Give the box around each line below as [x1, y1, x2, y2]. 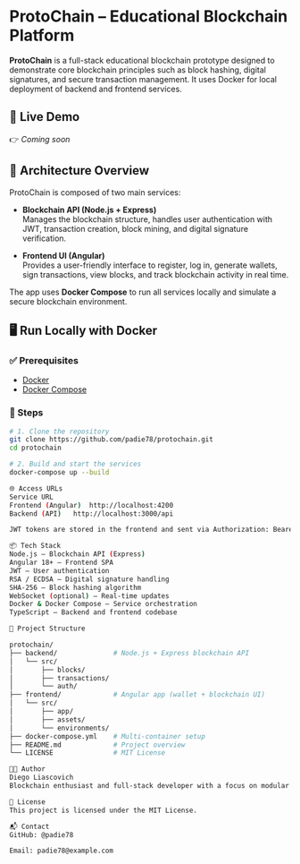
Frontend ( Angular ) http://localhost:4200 [9, 500, 174, 509]
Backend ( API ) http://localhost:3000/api [9, 509, 174, 518]
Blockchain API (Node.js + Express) [21, 204, 157, 215]
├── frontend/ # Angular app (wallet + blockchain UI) [9, 690, 266, 699]
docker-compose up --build [9, 468, 110, 477]
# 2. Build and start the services [9, 459, 142, 469]
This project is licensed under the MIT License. [9, 806, 198, 815]
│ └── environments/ [9, 723, 110, 732]
